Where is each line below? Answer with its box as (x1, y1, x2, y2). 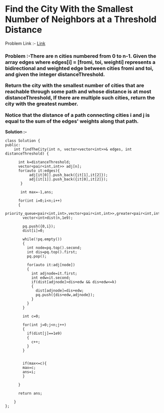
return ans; (18, 390, 42, 396)
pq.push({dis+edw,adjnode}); (36, 292, 95, 297)
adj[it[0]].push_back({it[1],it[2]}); (29, 172, 108, 177)
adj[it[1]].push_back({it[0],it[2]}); (29, 177, 108, 182)
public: (5, 142, 21, 147)
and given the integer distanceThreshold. (5, 71, 105, 78)
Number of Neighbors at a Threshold (5, 14, 157, 25)
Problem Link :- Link (5, 40, 45, 46)
